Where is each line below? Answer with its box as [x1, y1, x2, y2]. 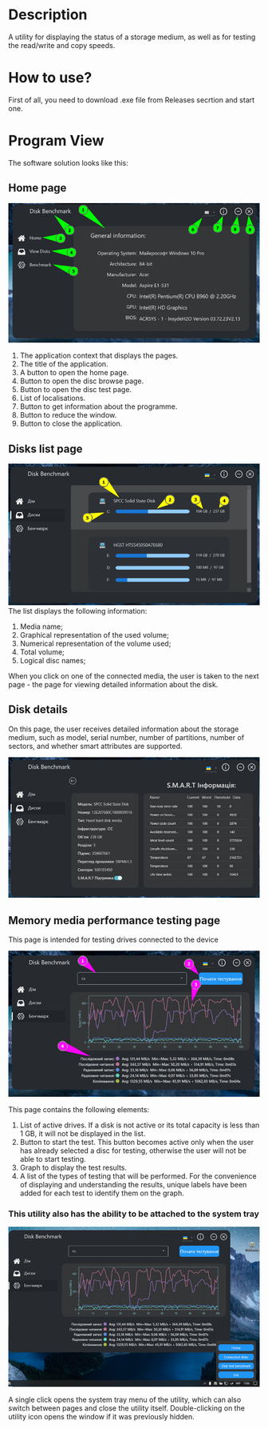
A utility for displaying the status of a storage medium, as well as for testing [8, 32, 256, 42]
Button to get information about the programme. [19, 402, 178, 411]
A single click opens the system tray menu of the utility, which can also [8, 1395, 242, 1405]
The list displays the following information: [8, 606, 148, 615]
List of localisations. [19, 394, 86, 403]
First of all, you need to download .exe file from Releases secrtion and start [8, 94, 255, 105]
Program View [8, 132, 104, 150]
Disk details [8, 702, 68, 717]
